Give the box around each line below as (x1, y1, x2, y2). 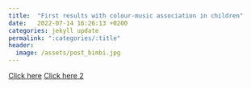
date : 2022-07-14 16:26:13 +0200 (8, 19, 128, 27)
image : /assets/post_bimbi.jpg (15, 49, 121, 57)
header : (8, 42, 35, 50)
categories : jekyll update (8, 26, 99, 34)
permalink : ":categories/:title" (8, 34, 121, 42)
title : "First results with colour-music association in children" (8, 11, 244, 20)
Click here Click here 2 (8, 71, 84, 80)
